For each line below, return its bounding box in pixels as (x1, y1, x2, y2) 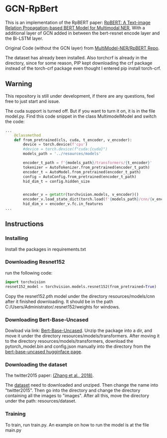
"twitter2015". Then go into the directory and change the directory (5, 387, 141, 394)
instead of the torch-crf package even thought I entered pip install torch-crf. (5, 65, 162, 71)
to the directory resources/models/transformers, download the (5, 338, 133, 344)
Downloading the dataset (5, 361, 68, 368)
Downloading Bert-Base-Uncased (5, 316, 88, 323)
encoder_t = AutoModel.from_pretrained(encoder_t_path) (23, 169, 141, 174)
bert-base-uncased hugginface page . (5, 348, 83, 354)
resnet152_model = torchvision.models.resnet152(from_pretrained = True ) (5, 284, 157, 289)
